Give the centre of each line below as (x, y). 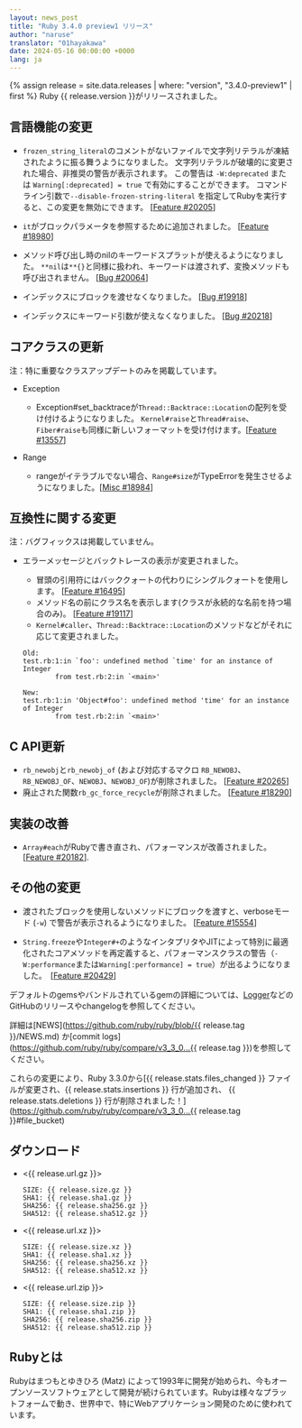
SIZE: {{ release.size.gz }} (77, 1190)
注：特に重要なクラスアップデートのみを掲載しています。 (115, 370)
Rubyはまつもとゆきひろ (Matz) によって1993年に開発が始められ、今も (141, 1380)
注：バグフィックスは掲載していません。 (84, 541)
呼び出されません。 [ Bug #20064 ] (85, 277)
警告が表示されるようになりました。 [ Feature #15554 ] (157, 922)
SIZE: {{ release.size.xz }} (77, 1247)
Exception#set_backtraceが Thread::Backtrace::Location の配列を (157, 407)
